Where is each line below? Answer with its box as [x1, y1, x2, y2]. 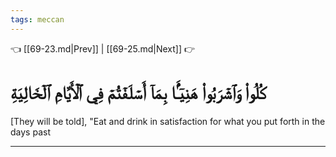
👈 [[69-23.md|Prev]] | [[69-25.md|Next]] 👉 [10, 42, 196, 55]
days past [10, 126, 51, 138]
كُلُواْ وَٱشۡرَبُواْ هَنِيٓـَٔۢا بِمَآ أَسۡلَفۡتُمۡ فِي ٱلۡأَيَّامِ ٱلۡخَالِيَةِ [10, 81, 267, 104]
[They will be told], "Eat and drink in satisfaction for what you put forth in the [10, 115, 326, 127]
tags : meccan [10, 14, 65, 25]
